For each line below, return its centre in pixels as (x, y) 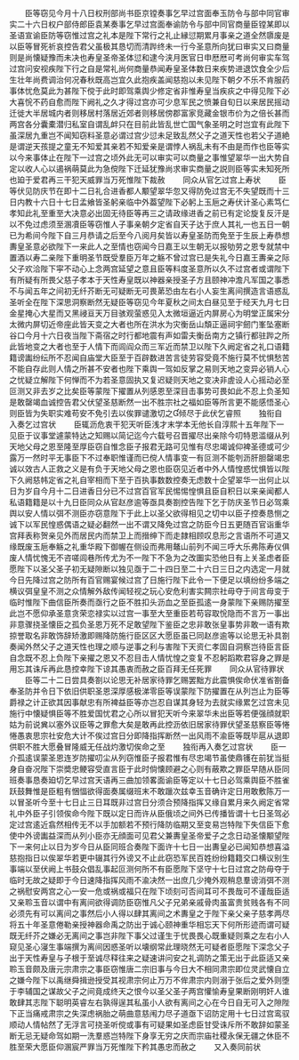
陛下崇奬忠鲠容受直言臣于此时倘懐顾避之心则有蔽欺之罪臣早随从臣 (161, 769)
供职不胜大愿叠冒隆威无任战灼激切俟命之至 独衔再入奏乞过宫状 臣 (144, 747)
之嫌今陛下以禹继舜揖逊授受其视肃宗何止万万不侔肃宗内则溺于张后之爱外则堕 (149, 980)
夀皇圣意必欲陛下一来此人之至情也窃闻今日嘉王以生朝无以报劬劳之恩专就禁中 (149, 246)
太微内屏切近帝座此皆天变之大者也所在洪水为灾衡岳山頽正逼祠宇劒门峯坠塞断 (149, 324)
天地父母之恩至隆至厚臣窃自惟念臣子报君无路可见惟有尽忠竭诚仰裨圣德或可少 (149, 446)
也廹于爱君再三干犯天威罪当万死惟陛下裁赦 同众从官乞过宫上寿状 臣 (148, 180)
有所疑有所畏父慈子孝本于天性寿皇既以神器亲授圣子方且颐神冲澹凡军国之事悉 (149, 280)
